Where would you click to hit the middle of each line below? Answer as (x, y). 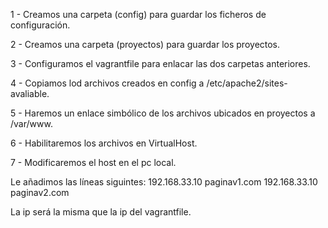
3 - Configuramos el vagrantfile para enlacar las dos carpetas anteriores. (160, 63)
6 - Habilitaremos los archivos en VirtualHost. (104, 143)
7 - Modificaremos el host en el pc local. (93, 162)
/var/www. (31, 123)
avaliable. (30, 93)
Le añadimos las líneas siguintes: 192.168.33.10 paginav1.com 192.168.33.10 (164, 182)
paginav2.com (40, 192)
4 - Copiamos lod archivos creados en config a (107, 83)
